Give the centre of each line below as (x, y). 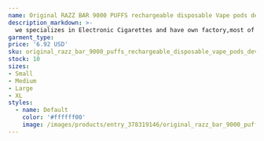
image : (33, 125)
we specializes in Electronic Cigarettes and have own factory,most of (135, 30)
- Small (21, 74)
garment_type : (31, 37)
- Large (21, 88)
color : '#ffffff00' (54, 117)
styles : (21, 103)
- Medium (22, 81)
